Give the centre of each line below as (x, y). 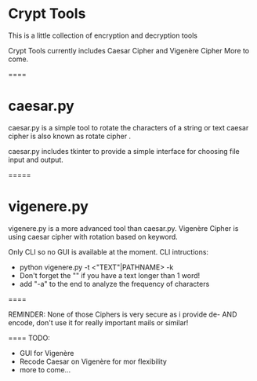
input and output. (36, 159)
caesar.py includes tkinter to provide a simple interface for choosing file (124, 151)
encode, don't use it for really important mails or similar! (98, 322)
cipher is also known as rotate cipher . (70, 136)
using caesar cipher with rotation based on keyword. (93, 236)
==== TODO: (29, 338)
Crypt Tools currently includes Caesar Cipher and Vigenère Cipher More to (129, 50)
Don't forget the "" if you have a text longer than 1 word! (110, 275)
